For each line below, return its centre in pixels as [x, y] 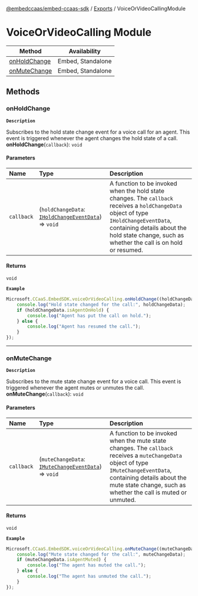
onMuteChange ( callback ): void [45, 394]
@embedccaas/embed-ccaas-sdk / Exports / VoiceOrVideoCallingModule [96, 9]
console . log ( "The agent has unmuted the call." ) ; [89, 576]
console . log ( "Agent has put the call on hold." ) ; [89, 316]
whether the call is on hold [146, 242]
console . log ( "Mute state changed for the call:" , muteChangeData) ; [101, 554]
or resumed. [126, 250]
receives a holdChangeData [146, 205]
